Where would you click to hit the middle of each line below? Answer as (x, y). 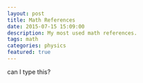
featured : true (29, 53)
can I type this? (29, 72)
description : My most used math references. (72, 33)
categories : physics (37, 46)
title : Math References (41, 20)
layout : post (26, 13)
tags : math (23, 39)
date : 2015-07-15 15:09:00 (46, 26)
